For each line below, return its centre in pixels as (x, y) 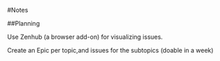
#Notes (18, 10)
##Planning (24, 23)
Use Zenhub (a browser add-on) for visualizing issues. (85, 37)
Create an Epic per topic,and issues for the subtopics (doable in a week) (110, 50)
